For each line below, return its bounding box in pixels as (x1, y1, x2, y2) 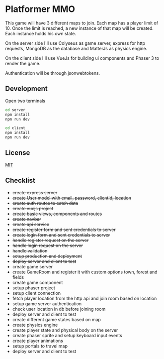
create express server (12, 189, 58, 195)
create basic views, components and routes (12, 211, 102, 217)
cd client (5, 125, 26, 130)
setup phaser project (12, 285, 56, 291)
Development (5, 85, 48, 93)
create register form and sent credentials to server (12, 227, 116, 233)
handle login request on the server (12, 242, 83, 248)
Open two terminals (5, 98, 46, 104)
